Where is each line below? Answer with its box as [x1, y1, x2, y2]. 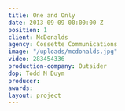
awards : [8, 84, 34, 92]
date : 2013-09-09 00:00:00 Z [8, 19, 104, 27]
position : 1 [8, 26, 47, 34]
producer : [8, 77, 41, 84]
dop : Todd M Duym [8, 70, 65, 77]
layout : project [8, 91, 61, 99]
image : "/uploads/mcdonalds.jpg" [8, 48, 118, 55]
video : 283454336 [8, 55, 65, 63]
